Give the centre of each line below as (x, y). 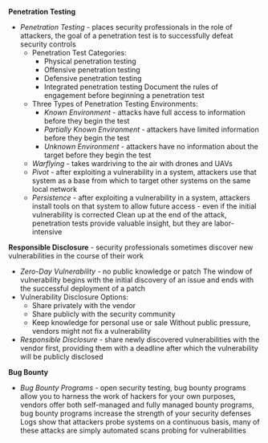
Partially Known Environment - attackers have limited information (151, 129)
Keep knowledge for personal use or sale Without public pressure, (141, 323)
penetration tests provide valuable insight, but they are (122, 223)
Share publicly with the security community (104, 314)
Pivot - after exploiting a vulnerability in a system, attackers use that (144, 172)
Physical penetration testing (90, 61)
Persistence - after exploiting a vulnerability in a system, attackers (141, 197)
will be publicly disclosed (61, 357)
